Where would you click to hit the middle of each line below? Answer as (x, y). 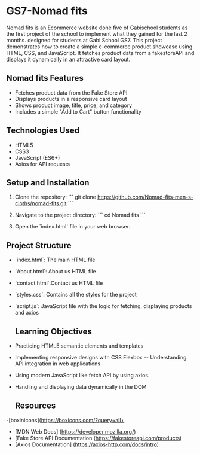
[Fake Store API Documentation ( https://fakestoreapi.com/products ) (98, 438)
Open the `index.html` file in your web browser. (72, 227)
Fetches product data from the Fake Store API (71, 92)
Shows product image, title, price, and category (73, 105)
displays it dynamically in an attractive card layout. (68, 59)
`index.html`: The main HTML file (55, 260)
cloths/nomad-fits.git (41, 203)
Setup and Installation (48, 183)
